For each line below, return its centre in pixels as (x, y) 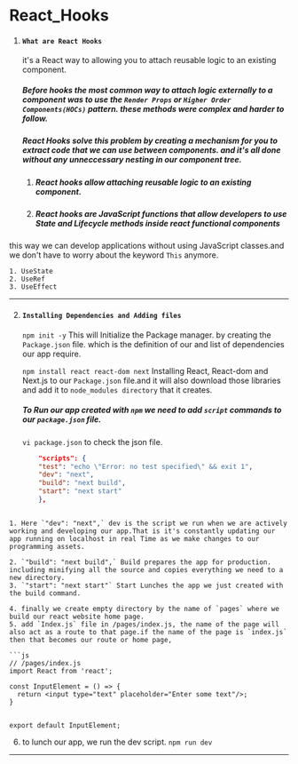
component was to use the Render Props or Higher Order (126, 99)
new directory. (37, 577)
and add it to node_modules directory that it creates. (117, 390)
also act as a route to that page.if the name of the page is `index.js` (149, 632)
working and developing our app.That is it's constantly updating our (142, 531)
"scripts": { (63, 458)
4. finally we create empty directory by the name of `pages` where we (144, 609)
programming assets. (47, 546)
